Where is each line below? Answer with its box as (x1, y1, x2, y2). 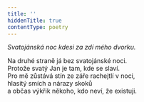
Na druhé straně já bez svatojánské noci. (7, 57, 128, 65)
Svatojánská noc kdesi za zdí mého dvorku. (7, 43, 136, 52)
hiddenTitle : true (7, 17, 62, 24)
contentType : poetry (7, 23, 69, 30)
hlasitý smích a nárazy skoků (7, 79, 93, 88)
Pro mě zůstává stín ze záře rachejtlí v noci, (7, 72, 135, 80)
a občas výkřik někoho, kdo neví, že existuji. (7, 86, 138, 96)
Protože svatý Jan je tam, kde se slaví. (7, 64, 120, 73)
